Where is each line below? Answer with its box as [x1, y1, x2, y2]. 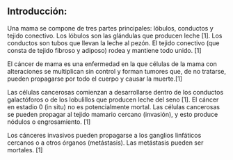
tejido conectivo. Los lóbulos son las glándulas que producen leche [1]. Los [7, 31, 223, 40]
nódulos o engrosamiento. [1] [7, 118, 91, 126]
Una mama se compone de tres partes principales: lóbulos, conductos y [7, 24, 214, 32]
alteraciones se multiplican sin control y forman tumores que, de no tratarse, [7, 67, 227, 75]
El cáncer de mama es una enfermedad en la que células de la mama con [7, 59, 217, 68]
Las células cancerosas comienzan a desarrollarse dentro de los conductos [7, 88, 224, 96]
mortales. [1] [7, 145, 43, 154]
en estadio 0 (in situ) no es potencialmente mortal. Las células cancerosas [7, 102, 220, 111]
